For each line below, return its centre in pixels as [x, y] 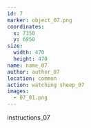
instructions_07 [29, 118]
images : [18, 91]
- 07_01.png [31, 98]
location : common [32, 78]
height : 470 [31, 59]
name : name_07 [28, 65]
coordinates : [26, 26]
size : [15, 46]
